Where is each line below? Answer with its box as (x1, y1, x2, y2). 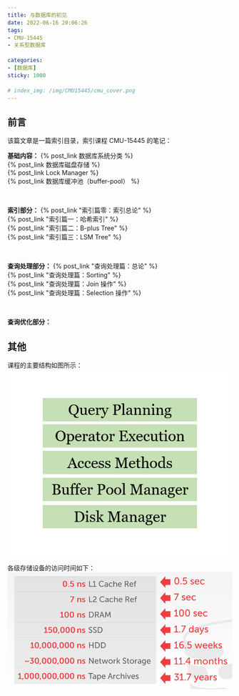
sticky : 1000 (7, 71, 46, 79)
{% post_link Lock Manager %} (7, 169, 99, 177)
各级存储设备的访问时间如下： (7, 564, 95, 572)
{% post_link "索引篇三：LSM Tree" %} (7, 233, 122, 242)
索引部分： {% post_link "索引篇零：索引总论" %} (7, 206, 152, 214)
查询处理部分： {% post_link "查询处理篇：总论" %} (7, 262, 158, 271)
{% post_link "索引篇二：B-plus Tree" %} (7, 224, 128, 232)
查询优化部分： (7, 318, 51, 327)
